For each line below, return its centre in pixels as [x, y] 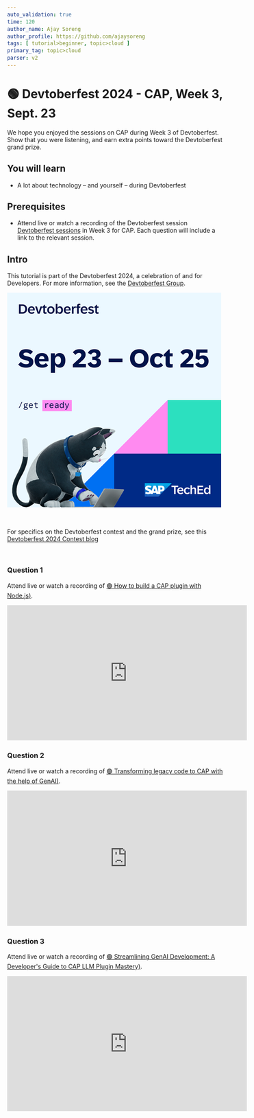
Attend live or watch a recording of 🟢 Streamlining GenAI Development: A [111, 957]
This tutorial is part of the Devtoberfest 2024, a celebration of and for [105, 276]
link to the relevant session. [55, 238]
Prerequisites [36, 207]
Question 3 [26, 941]
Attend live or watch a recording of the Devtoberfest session [102, 223]
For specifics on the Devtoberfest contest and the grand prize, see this [107, 532]
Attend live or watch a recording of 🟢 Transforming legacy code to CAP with [115, 771]
